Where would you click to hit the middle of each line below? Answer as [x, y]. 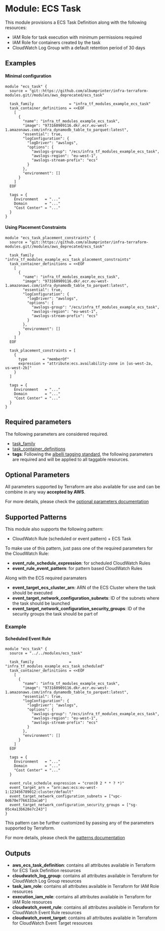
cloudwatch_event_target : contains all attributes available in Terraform [85, 918]
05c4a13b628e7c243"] [26, 809]
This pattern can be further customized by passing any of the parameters [80, 823]
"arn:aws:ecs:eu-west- [75, 788]
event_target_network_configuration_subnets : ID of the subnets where [86, 598]
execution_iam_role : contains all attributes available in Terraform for [82, 897]
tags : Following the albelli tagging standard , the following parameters [82, 454]
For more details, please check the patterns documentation [65, 838]
